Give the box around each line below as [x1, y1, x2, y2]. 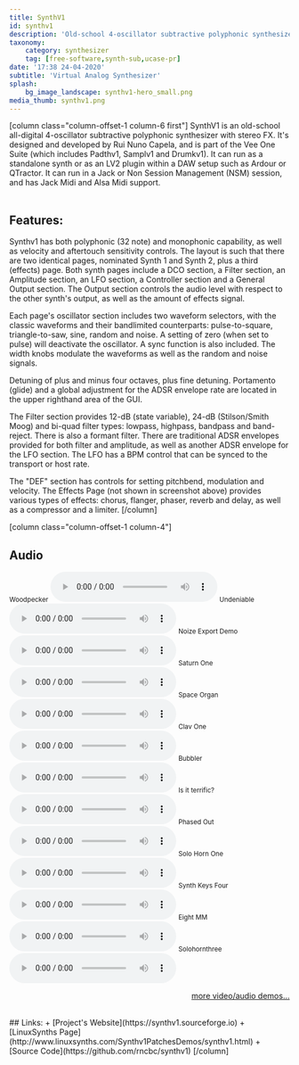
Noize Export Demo [177, 627, 238, 636]
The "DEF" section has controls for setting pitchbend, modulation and [9, 476, 264, 487]
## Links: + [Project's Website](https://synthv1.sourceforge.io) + [9, 1018, 246, 1028]
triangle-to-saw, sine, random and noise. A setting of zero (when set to [9, 329, 270, 340]
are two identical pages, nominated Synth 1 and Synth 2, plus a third [9, 255, 259, 266]
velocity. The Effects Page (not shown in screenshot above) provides [9, 485, 262, 496]
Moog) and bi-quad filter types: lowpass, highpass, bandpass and [9, 421, 251, 432]
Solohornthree [177, 945, 222, 954]
